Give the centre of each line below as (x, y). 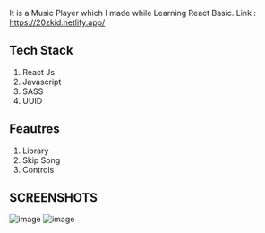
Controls (38, 169)
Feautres (34, 129)
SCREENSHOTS (54, 198)
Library (35, 151)
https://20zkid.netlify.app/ (57, 22)
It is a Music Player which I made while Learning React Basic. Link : (133, 13)
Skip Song (41, 160)
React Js (38, 72)
